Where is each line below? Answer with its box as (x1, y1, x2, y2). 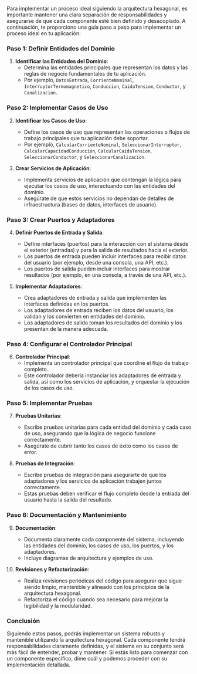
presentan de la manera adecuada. (23, 325, 108, 332)
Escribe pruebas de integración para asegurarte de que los (23, 472, 167, 479)
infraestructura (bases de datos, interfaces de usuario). (23, 201, 158, 208)
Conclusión (6, 617, 40, 625)
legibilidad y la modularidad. (23, 602, 93, 609)
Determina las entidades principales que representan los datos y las (23, 64, 188, 71)
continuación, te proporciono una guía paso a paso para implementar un (6, 23, 181, 31)
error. (23, 449, 38, 456)
